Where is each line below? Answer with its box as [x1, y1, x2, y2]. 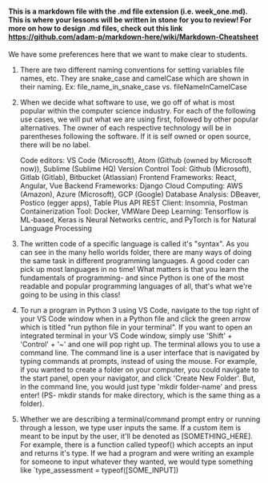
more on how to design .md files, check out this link [8, 23, 183, 33]
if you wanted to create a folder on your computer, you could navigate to [19, 365, 259, 375]
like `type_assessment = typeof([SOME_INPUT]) [19, 465, 179, 475]
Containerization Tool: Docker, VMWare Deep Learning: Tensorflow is [19, 206, 250, 216]
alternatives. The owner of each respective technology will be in [19, 123, 232, 133]
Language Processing [19, 224, 92, 234]
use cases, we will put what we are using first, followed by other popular [19, 114, 258, 124]
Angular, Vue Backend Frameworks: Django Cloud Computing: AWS [19, 181, 243, 191]
